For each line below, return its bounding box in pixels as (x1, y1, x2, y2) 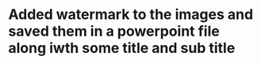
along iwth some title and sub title (8, 40, 236, 57)
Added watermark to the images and (8, 6, 254, 24)
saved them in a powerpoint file (8, 22, 220, 40)
